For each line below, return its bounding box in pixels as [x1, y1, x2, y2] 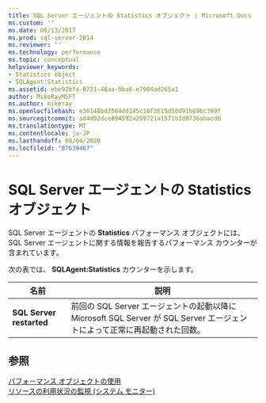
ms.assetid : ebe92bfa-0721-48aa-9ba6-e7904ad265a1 [8, 85, 179, 93]
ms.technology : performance [8, 48, 101, 56]
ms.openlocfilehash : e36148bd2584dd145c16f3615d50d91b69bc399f [8, 108, 222, 116]
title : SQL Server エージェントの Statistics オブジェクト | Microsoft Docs [8, 11, 252, 20]
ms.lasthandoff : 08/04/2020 [8, 136, 101, 145]
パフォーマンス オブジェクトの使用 [8, 377, 121, 386]
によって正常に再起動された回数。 [78, 325, 206, 336]
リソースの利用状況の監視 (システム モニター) [8, 386, 156, 396]
